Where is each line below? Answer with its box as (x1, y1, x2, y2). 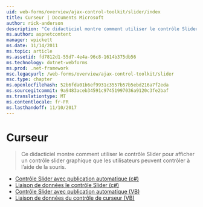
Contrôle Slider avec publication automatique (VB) (14, 188, 140, 195)
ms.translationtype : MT (6, 93, 66, 99)
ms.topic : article (6, 48, 53, 54)
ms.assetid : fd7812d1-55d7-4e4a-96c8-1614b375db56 (6, 54, 137, 60)
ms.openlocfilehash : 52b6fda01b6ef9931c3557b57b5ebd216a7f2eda (6, 82, 169, 88)
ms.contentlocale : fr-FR (6, 99, 69, 105)
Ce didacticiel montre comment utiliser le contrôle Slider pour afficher (21, 151, 195, 158)
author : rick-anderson (6, 20, 63, 26)
